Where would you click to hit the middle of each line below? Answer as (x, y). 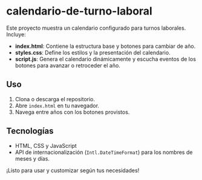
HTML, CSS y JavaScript (46, 145)
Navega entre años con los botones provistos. (72, 112)
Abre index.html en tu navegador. (57, 105)
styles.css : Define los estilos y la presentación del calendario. (93, 52)
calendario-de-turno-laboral (79, 11)
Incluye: (16, 34)
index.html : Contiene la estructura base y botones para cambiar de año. (105, 46)
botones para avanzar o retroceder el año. (68, 65)
